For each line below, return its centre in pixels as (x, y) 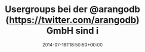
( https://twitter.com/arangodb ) (72, 20)
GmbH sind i (72, 31)
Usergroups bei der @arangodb (72, 9)
